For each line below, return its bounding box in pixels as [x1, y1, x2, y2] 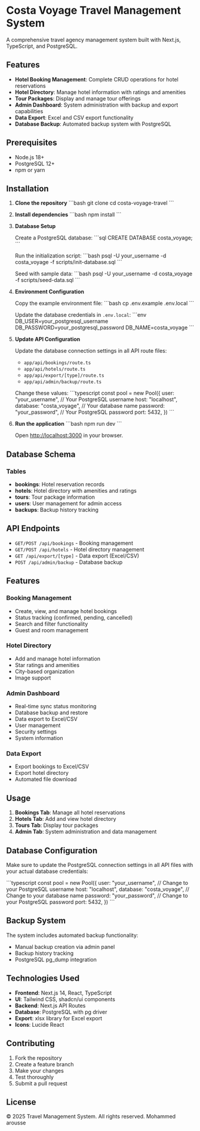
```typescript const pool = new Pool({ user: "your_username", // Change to [6, 880, 189, 887]
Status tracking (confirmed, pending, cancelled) [14, 614, 133, 621]
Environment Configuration [14, 288, 85, 295]
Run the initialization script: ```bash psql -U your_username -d [14, 252, 167, 259]
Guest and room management [14, 626, 88, 633]
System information [14, 735, 63, 742]
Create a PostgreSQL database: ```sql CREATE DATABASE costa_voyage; [14, 234, 193, 241]
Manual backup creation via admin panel [14, 943, 115, 950]
